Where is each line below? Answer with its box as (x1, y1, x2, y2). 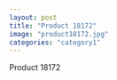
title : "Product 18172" (9, 21, 97, 30)
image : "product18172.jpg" (9, 29, 109, 38)
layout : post (9, 12, 58, 22)
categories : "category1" (9, 37, 101, 47)
